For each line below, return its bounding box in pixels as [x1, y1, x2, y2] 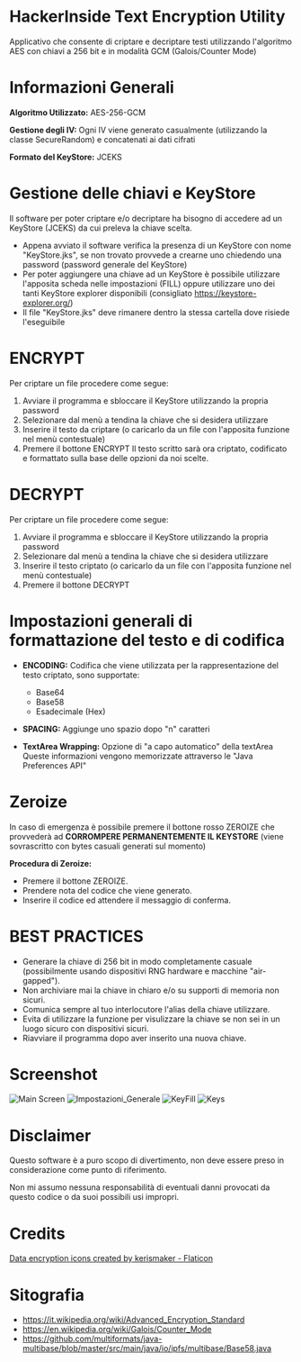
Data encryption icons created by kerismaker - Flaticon [9, 1253, 214, 1264]
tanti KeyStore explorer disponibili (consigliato [22, 287, 193, 298]
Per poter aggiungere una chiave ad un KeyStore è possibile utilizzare [22, 268, 280, 279]
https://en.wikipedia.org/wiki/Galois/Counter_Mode [22, 1324, 212, 1335]
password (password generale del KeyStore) [22, 259, 188, 269]
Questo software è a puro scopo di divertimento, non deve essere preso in [9, 1155, 285, 1166]
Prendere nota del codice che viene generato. [22, 885, 193, 895]
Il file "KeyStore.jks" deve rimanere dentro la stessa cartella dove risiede [22, 306, 290, 317]
